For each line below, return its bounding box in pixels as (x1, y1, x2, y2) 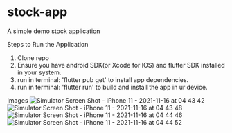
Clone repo (17, 53, 50, 62)
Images (7, 96, 29, 104)
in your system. (17, 68, 62, 76)
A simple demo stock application (7, 27, 100, 35)
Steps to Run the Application (7, 40, 89, 48)
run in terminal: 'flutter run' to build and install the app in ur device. (17, 83, 208, 91)
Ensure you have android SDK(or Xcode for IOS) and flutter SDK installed (17, 61, 225, 69)
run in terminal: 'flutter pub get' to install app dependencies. (17, 75, 189, 83)
